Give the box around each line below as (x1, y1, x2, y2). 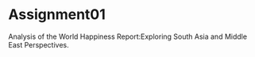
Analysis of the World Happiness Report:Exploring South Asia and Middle (8, 32, 248, 41)
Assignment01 (8, 6, 106, 24)
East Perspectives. (8, 40, 69, 49)
